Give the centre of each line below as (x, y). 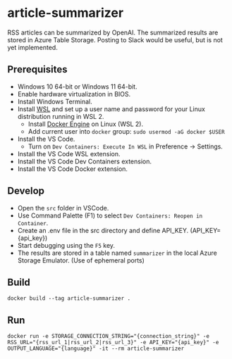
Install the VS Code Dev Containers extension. (85, 161)
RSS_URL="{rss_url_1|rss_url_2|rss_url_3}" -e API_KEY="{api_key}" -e (113, 343)
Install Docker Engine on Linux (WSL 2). (85, 124)
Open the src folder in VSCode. (63, 208)
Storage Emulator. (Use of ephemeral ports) (81, 260)
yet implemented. (32, 47)
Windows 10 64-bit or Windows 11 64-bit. (77, 87)
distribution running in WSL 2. (61, 116)
